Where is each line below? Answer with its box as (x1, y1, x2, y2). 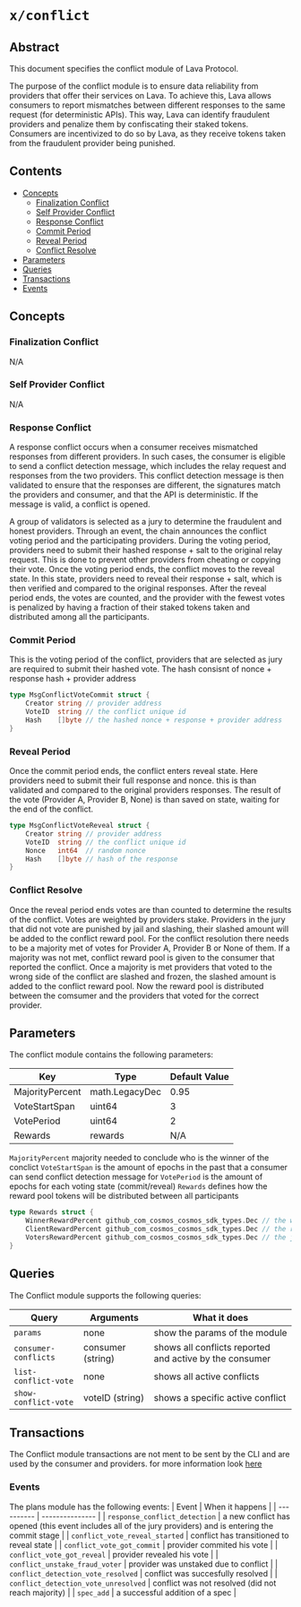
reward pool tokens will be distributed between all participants (9, 1191, 239, 1202)
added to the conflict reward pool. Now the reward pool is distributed (9, 980, 264, 991)
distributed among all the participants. (9, 612, 150, 622)
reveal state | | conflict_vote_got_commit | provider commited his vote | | (9, 1539, 279, 1550)
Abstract (9, 39, 60, 55)
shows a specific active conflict (153, 1391, 287, 1403)
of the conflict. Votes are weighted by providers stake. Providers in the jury (9, 914, 286, 925)
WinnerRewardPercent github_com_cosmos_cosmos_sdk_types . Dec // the (25, 1216, 287, 1226)
